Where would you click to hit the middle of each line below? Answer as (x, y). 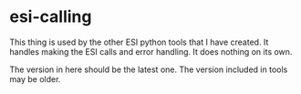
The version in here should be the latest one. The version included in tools (149, 69)
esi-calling (51, 17)
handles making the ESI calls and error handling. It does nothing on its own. (151, 51)
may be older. (35, 78)
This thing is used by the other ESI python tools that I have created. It (139, 42)
